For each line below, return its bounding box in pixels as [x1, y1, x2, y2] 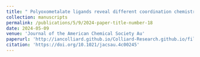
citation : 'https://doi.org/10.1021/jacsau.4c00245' [6, 42, 140, 48]
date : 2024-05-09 [6, 25, 49, 31]
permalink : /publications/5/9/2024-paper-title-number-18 [6, 20, 153, 26]
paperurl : [6, 36, 31, 42]
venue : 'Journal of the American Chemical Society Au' [6, 31, 145, 37]
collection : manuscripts [6, 14, 68, 20]
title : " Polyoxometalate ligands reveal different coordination [6, 8, 171, 15]
